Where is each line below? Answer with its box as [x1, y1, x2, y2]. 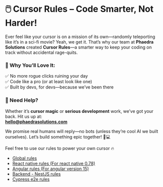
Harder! [5, 17, 38, 29]
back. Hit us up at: [5, 113, 42, 119]
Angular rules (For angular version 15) [12, 166, 89, 172]
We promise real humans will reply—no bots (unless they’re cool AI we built [5, 128, 159, 134]
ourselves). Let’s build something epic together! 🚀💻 [5, 134, 111, 140]
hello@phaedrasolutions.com [5, 119, 68, 125]
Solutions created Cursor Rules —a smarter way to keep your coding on [5, 44, 152, 50]
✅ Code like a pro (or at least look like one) [5, 79, 92, 85]
